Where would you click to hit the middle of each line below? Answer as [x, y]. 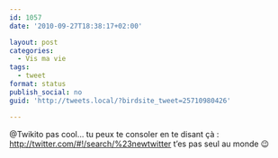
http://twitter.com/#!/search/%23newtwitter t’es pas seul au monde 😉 [139, 144]
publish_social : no [46, 92]
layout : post [34, 42]
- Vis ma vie [42, 59]
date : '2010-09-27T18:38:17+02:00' [76, 26]
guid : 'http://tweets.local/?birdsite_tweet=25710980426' [120, 101]
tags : [19, 67]
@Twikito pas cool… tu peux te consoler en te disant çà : [114, 134]
